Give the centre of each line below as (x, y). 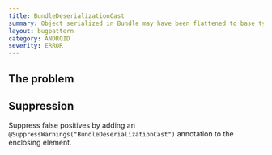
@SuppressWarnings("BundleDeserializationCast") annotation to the (121, 134)
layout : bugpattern (41, 31)
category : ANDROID (39, 38)
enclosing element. (40, 143)
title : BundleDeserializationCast (67, 16)
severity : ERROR (36, 46)
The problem (41, 79)
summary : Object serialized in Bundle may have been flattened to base (132, 23)
